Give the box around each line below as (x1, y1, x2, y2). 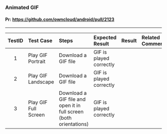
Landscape (28, 78, 55, 85)
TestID (7, 37, 23, 44)
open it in (59, 102, 81, 109)
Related (141, 34, 160, 41)
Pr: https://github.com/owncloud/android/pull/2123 (5, 16, 115, 22)
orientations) (59, 121, 89, 128)
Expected (93, 34, 117, 41)
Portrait (28, 58, 46, 65)
